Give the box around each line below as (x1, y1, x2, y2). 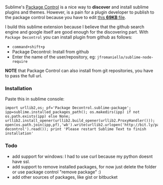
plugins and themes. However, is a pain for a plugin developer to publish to (5, 9, 154, 15)
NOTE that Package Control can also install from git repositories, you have (5, 68, 154, 74)
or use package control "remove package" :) (12, 169, 101, 175)
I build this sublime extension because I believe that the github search (5, 24, 145, 30)
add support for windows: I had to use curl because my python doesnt (12, 153, 153, 159)
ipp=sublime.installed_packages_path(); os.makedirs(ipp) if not (5, 110, 140, 115)
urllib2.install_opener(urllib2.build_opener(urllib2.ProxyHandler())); (5, 118, 155, 123)
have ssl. (12, 158, 30, 165)
